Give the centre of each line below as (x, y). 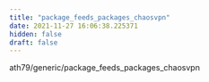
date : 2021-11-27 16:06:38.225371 (74, 26)
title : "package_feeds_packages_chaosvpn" (90, 17)
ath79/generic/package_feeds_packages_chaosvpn (104, 68)
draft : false (34, 42)
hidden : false (36, 34)
